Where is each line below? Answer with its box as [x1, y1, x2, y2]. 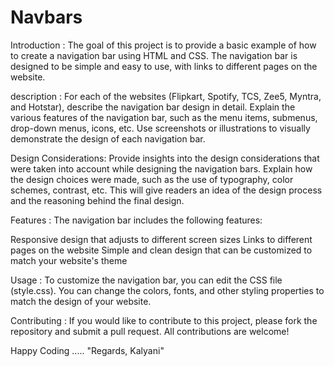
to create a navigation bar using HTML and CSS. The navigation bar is [10, 49, 298, 61]
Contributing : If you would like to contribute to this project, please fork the [10, 314, 318, 326]
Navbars [10, 6, 83, 29]
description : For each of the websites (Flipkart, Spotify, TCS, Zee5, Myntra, [10, 90, 322, 102]
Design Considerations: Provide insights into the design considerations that [10, 152, 320, 164]
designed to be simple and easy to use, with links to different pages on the [10, 60, 318, 72]
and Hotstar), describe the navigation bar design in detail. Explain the [10, 101, 296, 113]
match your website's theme [10, 254, 128, 266]
